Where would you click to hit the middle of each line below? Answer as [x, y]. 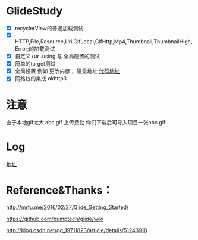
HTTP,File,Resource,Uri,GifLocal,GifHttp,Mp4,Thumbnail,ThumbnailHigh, [103, 42]
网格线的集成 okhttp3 [41, 79]
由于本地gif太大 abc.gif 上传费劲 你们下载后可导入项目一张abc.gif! [87, 123]
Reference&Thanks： [59, 190]
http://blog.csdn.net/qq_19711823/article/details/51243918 [77, 230]
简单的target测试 [35, 64]
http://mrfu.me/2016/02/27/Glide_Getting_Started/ [67, 207]
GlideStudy [34, 11]
